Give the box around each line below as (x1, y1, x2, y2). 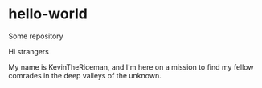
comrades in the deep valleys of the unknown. (8, 70, 162, 80)
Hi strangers (8, 46, 50, 56)
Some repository (8, 31, 63, 41)
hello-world (8, 5, 88, 23)
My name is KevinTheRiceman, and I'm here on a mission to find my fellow (8, 62, 254, 72)
